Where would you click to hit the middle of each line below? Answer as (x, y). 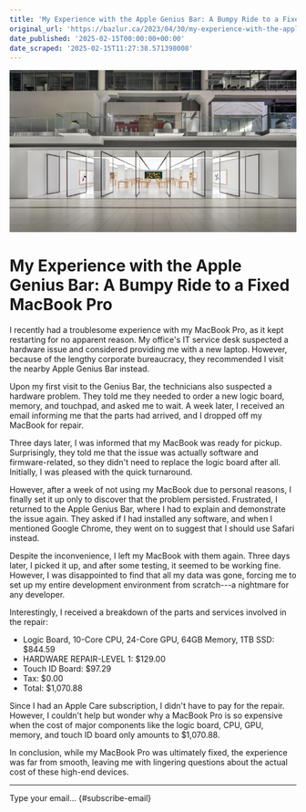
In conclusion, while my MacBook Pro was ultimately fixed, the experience (149, 752)
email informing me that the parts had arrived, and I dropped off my (136, 415)
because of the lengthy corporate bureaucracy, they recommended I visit (147, 359)
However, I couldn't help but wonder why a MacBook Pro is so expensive (146, 715)
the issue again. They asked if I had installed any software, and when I (141, 518)
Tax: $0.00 (43, 678)
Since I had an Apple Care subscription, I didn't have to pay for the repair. (147, 705)
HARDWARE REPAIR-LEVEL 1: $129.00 (94, 659)
